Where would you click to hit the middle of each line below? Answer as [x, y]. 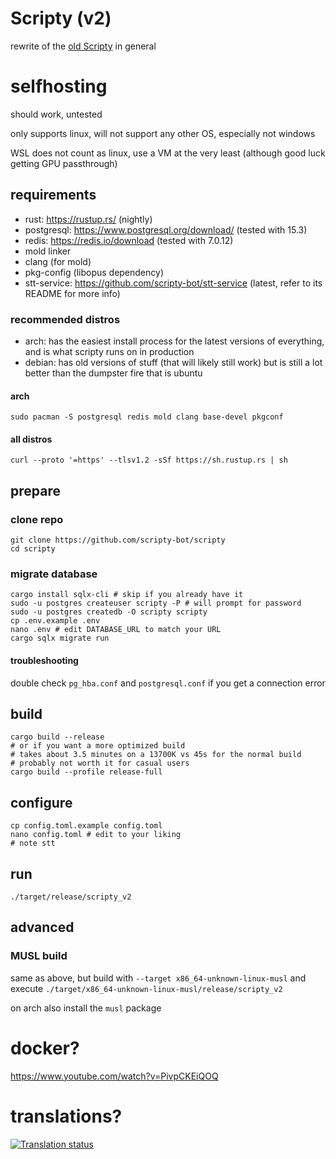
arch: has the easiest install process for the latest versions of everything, [174, 341]
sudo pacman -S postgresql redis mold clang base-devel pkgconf [147, 417]
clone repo [37, 519]
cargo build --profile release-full [86, 772]
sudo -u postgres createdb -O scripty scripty [109, 612]
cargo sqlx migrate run [60, 638]
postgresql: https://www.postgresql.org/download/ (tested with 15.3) [166, 229]
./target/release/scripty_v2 [71, 897]
